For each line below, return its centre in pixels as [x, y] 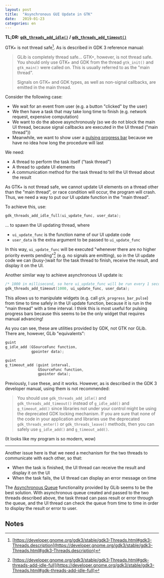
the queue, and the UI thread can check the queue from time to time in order [82, 503]
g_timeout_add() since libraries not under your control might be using [87, 409]
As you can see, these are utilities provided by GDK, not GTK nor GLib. [76, 328]
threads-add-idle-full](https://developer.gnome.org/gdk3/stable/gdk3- [83, 565]
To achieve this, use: [26, 207]
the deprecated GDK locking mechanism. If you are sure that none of [86, 414]
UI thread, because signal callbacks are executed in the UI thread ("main [85, 127]
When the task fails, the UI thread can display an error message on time [84, 478]
